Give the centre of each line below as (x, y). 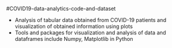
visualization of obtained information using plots (74, 26)
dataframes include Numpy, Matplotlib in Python (74, 39)
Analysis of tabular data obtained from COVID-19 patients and (90, 20)
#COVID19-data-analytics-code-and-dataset (61, 9)
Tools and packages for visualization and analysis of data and (90, 33)
